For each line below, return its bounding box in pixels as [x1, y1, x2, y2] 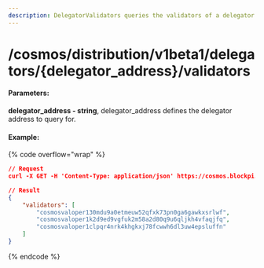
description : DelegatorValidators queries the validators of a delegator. [8, 11, 258, 20]
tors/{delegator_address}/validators [8, 62, 251, 79]
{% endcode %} [8, 251, 60, 261]
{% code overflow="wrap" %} [8, 150, 106, 160]
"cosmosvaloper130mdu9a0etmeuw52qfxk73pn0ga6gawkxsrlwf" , [36, 208, 230, 216]
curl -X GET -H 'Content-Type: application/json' [8, 172, 174, 181]
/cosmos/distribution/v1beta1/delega [8, 45, 255, 63]
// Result [8, 186, 41, 194]
